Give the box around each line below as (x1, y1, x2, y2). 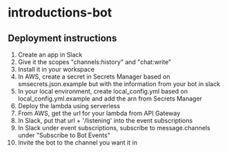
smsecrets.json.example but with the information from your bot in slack (17, 80, 220, 88)
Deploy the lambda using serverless (17, 102, 120, 110)
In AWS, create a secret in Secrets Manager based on (17, 72, 170, 81)
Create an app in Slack (17, 50, 83, 59)
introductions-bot (8, 5, 112, 21)
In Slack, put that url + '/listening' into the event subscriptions (17, 116, 193, 125)
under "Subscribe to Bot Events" (17, 131, 111, 139)
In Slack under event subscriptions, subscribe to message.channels (17, 124, 210, 132)
